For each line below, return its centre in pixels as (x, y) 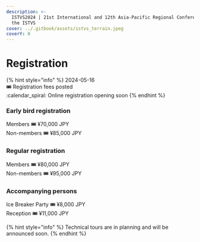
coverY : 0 (18, 34)
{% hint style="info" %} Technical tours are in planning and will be (87, 227)
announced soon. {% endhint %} (46, 233)
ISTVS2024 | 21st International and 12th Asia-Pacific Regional (93, 17)
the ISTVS (24, 23)
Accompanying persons (42, 191)
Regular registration (36, 151)
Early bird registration (38, 111)
